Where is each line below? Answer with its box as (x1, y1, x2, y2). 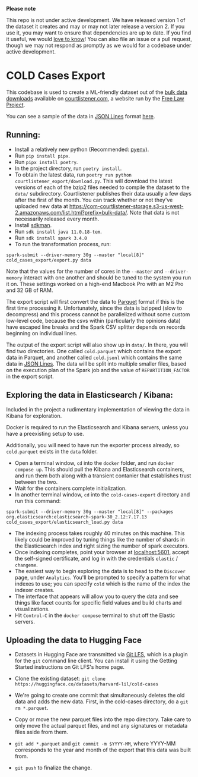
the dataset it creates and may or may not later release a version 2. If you (6, 23, 185, 30)
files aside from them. (14, 728, 68, 736)
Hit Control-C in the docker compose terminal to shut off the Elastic (14, 612, 175, 619)
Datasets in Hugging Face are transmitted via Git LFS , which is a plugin (14, 651, 188, 658)
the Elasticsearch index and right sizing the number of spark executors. (14, 542, 190, 549)
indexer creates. (14, 586, 55, 593)
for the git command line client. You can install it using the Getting (14, 657, 178, 665)
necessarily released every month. (14, 215, 100, 222)
